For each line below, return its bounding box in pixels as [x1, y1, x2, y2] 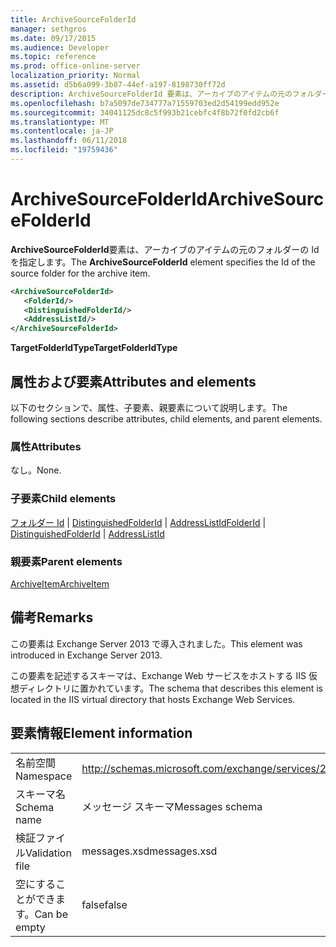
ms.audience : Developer [10, 42, 110, 53]
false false [81, 897, 128, 911]
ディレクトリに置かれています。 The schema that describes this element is [18, 682, 324, 694]
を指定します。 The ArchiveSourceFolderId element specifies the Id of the [10, 256, 316, 268]
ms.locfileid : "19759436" [10, 145, 118, 155]
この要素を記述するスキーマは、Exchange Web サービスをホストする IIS [10, 669, 307, 681]
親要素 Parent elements [10, 554, 123, 568]
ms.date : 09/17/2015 [10, 33, 97, 43]
